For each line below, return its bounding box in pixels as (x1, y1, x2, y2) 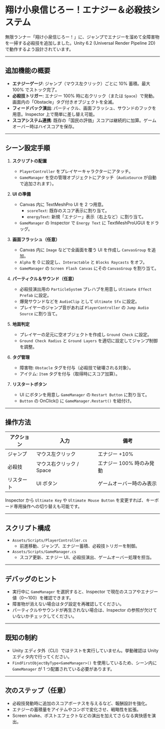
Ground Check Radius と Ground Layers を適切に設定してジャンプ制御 (19, 337, 158, 344)
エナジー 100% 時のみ (98, 460, 150, 467)
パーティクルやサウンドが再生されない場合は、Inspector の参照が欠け (12, 607, 153, 613)
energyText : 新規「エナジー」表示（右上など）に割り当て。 (27, 214, 146, 219)
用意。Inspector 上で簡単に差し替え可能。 (12, 111, 97, 117)
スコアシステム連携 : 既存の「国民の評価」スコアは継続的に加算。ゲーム (12, 117, 157, 123)
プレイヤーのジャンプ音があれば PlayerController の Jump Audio (19, 304, 149, 310)
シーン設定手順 (5, 144, 50, 152)
